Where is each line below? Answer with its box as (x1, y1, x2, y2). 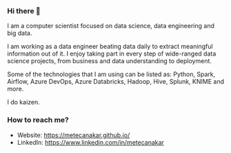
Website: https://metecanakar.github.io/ (17, 130, 130, 139)
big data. (7, 29, 32, 37)
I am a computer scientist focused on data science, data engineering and (7, 22, 215, 30)
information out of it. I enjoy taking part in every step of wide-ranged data (7, 49, 217, 58)
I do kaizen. (7, 98, 40, 106)
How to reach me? (7, 115, 69, 125)
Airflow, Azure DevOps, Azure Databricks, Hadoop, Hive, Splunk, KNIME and (7, 78, 224, 86)
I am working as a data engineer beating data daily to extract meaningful (7, 43, 213, 51)
